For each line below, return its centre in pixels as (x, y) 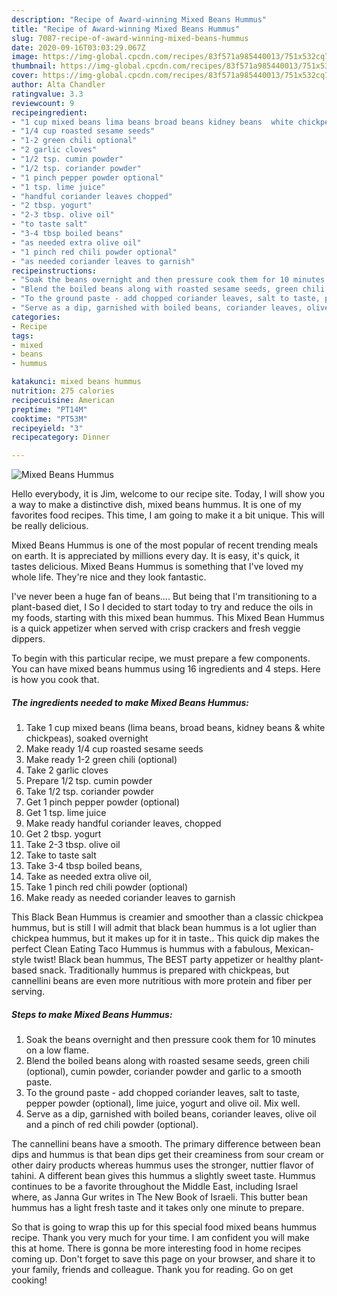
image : (25, 57)
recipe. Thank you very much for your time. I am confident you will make (160, 1238)
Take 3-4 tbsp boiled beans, (84, 866)
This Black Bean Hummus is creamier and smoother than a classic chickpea (167, 917)
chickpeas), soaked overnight (87, 738)
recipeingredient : (49, 112)
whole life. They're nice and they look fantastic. (109, 577)
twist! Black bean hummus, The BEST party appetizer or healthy (165, 960)
